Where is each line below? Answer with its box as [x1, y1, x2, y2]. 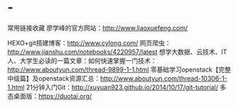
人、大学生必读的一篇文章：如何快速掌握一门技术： [7, 56, 157, 64]
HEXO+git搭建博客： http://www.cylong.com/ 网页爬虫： [7, 38, 171, 47]
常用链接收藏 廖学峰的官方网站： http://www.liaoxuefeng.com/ [7, 23, 188, 32]
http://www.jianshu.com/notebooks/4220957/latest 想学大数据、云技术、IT [7, 47, 227, 56]
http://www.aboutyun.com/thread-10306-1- [99, 74, 227, 82]
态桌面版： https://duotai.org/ [7, 91, 92, 100]
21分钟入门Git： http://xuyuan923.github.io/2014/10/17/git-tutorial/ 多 [26, 83, 227, 91]
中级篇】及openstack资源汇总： [7, 74, 101, 82]
